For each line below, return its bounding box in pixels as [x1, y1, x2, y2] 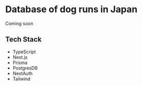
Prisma [12, 60, 28, 66]
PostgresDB [12, 65, 38, 71]
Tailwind [12, 75, 31, 82]
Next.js [12, 54, 28, 60]
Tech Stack [5, 35, 42, 44]
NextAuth [12, 70, 33, 76]
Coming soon [5, 20, 34, 26]
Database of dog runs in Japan [5, 4, 137, 15]
